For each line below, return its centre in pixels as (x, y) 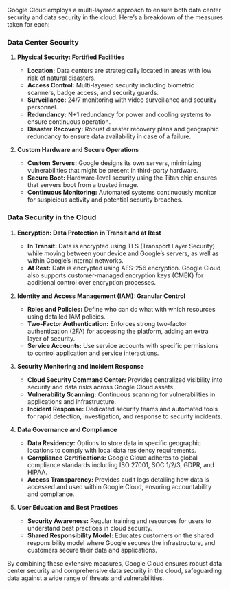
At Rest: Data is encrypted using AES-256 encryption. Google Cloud (124, 268)
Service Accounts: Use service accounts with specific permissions (123, 345)
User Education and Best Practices (68, 507)
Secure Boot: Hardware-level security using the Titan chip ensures (122, 178)
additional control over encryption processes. (92, 282)
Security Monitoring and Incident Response (80, 366)
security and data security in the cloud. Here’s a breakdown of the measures (115, 17)
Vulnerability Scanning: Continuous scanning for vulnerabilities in (121, 394)
